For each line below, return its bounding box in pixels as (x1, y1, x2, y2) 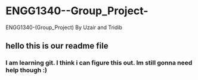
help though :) (5, 66, 48, 75)
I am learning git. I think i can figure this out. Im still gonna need (5, 59, 193, 67)
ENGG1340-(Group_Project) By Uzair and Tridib (5, 24, 123, 31)
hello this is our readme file (5, 41, 109, 51)
